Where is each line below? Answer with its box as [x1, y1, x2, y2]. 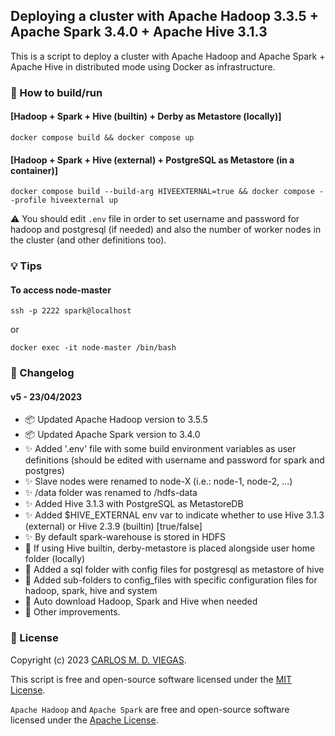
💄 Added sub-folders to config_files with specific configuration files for [24, 574, 318, 586]
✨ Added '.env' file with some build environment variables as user [24, 443, 297, 455]
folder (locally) [24, 553, 86, 565]
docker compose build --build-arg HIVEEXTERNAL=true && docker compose [10, 187, 315, 197]
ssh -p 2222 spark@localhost [10, 306, 132, 316]
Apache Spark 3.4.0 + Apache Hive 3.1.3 [10, 24, 268, 41]
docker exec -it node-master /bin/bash [10, 343, 177, 353]
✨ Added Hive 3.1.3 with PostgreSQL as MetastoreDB [24, 498, 244, 510]
